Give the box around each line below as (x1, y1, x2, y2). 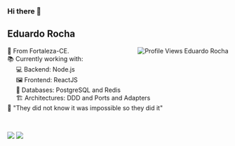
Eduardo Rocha (7, 28, 76, 40)
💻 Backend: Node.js (15, 65, 75, 73)
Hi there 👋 (7, 6, 42, 16)
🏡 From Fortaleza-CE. (7, 46, 69, 55)
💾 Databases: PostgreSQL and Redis (15, 86, 121, 94)
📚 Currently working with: (7, 54, 83, 62)
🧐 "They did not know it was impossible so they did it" (7, 103, 163, 112)
